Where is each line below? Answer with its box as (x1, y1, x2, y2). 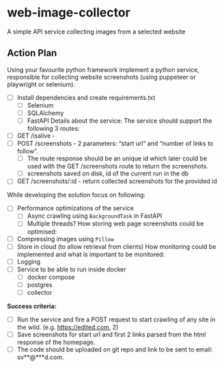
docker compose (27, 273, 75, 281)
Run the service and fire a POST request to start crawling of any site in (16, 315, 216, 323)
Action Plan (7, 47, 57, 59)
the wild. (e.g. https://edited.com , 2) (16, 323, 119, 331)
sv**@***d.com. (16, 353, 64, 361)
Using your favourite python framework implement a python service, (7, 65, 199, 73)
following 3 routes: (27, 125, 80, 132)
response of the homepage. (16, 338, 96, 347)
